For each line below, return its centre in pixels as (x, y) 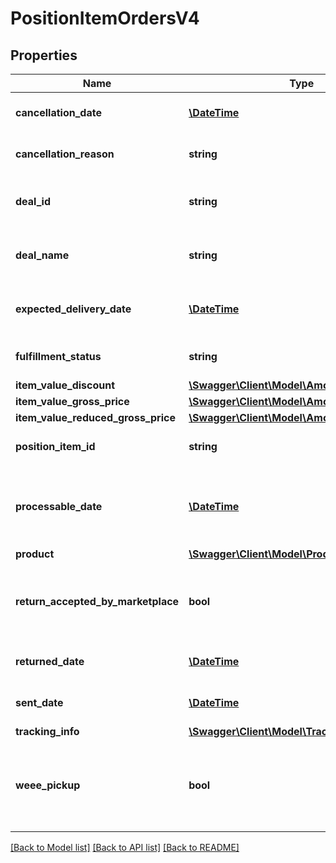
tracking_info (47, 731)
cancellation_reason (65, 154)
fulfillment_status (58, 356)
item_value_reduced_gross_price (95, 417)
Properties (44, 55)
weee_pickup (48, 785)
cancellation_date (58, 112)
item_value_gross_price (72, 401)
